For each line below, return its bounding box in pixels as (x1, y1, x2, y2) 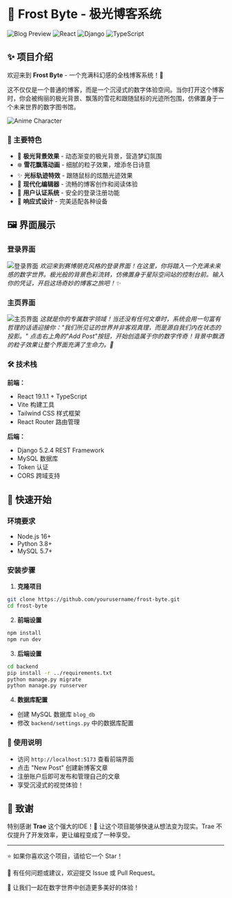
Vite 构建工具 (17, 400, 55, 409)
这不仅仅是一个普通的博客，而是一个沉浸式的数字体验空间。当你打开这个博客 (7, 85, 224, 94)
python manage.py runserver (7, 682, 88, 689)
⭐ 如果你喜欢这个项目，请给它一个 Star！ (7, 852, 123, 860)
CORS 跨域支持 (17, 471, 61, 480)
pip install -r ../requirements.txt (7, 669, 112, 676)
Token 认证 (17, 463, 49, 471)
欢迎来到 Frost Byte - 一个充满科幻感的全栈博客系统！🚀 (7, 70, 164, 79)
